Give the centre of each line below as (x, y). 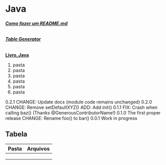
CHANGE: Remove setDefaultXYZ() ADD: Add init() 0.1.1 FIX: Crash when (81, 107)
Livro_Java (17, 55)
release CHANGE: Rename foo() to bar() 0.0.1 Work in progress (71, 118)
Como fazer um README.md (36, 23)
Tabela (16, 134)
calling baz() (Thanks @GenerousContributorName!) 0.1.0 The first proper (83, 113)
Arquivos (38, 149)
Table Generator (23, 39)
